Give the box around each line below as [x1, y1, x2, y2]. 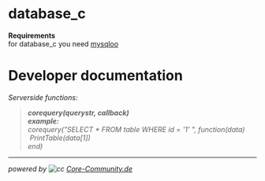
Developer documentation [8, 67, 183, 85]
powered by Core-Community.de [8, 164, 132, 173]
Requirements [8, 31, 56, 40]
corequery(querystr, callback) [27, 108, 130, 117]
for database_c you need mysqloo [8, 39, 119, 48]
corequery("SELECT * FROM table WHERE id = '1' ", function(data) [27, 124, 245, 134]
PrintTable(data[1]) [29, 133, 91, 142]
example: [27, 116, 59, 126]
